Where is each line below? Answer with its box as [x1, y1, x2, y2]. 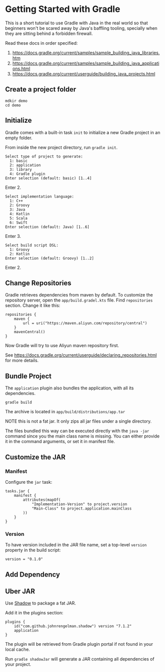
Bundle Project [5, 372, 52, 380]
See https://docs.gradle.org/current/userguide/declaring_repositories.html [5, 352, 157, 358]
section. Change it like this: [5, 302, 60, 308]
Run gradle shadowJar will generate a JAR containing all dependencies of [5, 656, 155, 662]
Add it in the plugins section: [5, 610, 63, 616]
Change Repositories [5, 279, 72, 287]
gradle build [5, 400, 32, 405]
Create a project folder [5, 85, 76, 94]
